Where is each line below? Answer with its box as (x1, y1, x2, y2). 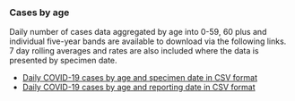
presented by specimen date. (9, 55, 118, 66)
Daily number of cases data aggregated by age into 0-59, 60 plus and (9, 27, 267, 38)
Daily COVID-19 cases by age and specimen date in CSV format (22, 72, 258, 83)
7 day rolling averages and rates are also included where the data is (9, 46, 259, 56)
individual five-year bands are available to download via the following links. (9, 36, 287, 46)
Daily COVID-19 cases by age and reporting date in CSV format (22, 82, 256, 93)
